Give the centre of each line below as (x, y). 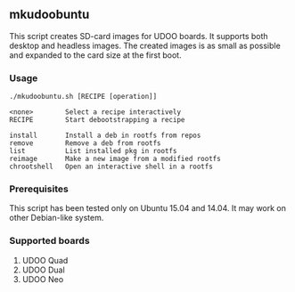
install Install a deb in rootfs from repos (105, 136)
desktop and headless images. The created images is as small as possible (145, 45)
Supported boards (50, 241)
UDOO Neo (43, 279)
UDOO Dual (43, 270)
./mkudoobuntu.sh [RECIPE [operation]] (83, 97)
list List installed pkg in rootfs (93, 151)
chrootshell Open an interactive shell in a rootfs (111, 167)
